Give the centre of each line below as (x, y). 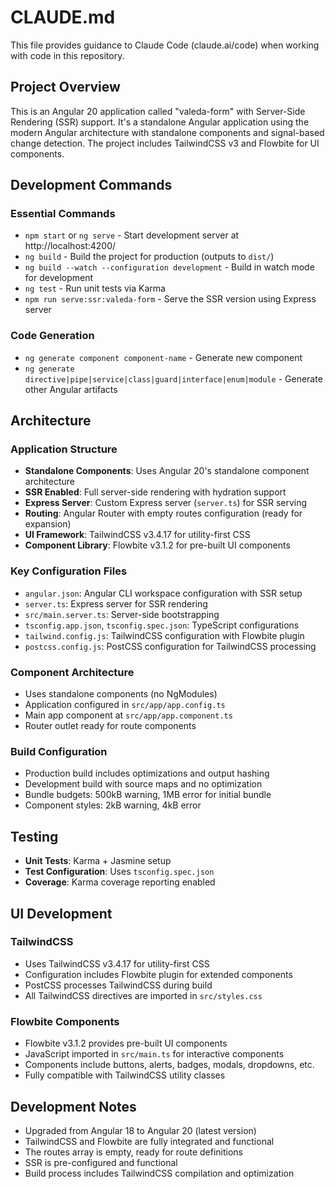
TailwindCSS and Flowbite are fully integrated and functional (149, 1141)
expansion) (48, 524)
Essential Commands (63, 214)
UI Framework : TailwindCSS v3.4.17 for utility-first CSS (137, 535)
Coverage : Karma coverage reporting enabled (120, 882)
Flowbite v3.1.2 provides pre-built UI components (126, 1043)
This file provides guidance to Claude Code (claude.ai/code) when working (165, 45)
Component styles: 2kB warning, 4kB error (113, 805)
